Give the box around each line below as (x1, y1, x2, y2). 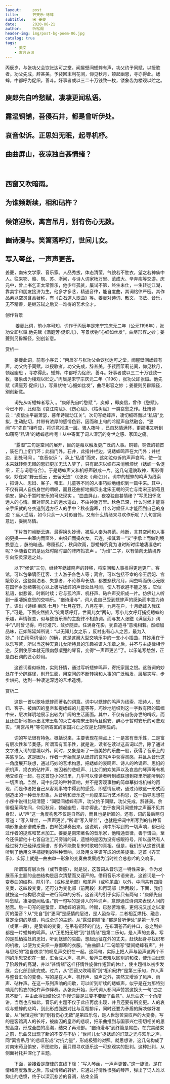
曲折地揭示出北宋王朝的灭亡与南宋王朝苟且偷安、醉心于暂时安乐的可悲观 (14, 717, 165, 723)
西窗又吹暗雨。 (5, 180, 52, 188)
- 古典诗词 (14, 50, 34, 55)
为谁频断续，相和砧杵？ (5, 198, 78, 207)
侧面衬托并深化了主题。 (5, 1050, 54, 1056)
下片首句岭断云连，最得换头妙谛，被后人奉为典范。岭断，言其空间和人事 (14, 529, 165, 535)
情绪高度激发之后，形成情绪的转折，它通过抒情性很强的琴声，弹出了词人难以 (5, 1067, 165, 1073)
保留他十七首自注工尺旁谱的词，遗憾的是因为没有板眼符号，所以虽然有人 (14, 836, 165, 842)
